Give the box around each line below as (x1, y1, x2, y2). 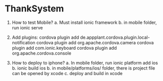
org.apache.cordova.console (11, 50, 71, 56)
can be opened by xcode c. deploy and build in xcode (11, 70, 123, 76)
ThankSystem (4, 3, 64, 14)
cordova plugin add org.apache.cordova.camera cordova (36, 39, 154, 45)
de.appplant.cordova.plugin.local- (80, 34, 150, 40)
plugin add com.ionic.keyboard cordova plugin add (11, 45, 117, 51)
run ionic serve (11, 24, 43, 30)
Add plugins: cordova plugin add (11, 34, 79, 40)
